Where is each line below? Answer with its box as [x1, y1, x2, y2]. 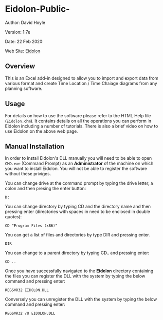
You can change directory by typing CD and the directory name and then [5, 204, 151, 210]
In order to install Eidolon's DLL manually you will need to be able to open [5, 155, 152, 161]
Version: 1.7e [5, 29, 31, 35]
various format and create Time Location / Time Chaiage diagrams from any [5, 80, 157, 86]
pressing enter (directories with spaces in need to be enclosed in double [5, 209, 150, 214]
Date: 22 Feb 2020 [5, 38, 43, 44]
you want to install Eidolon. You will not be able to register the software [5, 166, 147, 171]
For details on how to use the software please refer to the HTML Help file [5, 112, 151, 118]
